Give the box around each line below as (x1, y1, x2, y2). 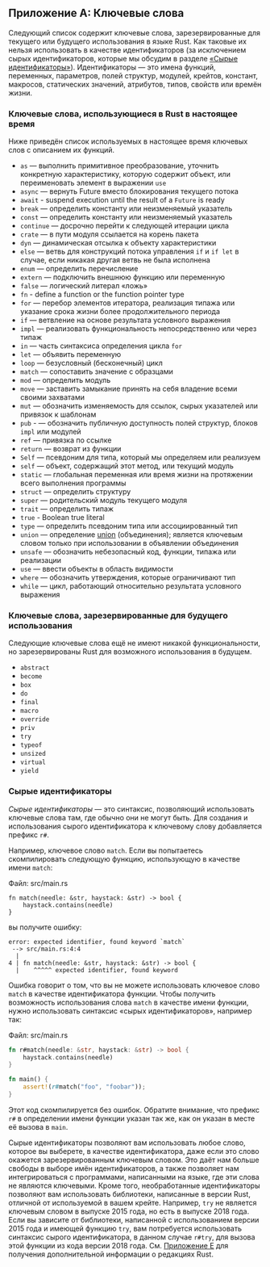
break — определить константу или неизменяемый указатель (19, 203, 233, 213)
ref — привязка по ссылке (19, 435, 112, 445)
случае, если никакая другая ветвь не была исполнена (19, 255, 211, 265)
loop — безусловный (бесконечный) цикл (19, 359, 163, 368)
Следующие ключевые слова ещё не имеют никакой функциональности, (8, 638, 260, 648)
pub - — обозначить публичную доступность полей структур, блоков (19, 418, 258, 428)
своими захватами (19, 392, 85, 402)
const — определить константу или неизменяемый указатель (19, 212, 233, 222)
